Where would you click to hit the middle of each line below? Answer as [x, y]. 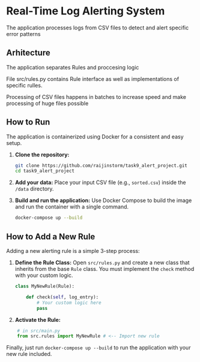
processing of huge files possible [47, 103]
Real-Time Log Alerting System [86, 11]
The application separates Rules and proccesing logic [73, 67]
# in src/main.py [39, 331]
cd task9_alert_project [45, 171]
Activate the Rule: [38, 319]
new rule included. [29, 354]
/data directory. [34, 189]
